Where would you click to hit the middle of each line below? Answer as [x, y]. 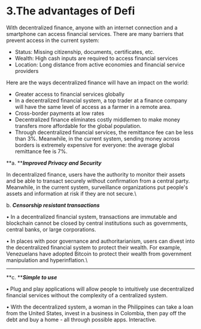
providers [27, 71]
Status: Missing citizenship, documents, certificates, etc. [84, 51]
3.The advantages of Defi [71, 11]
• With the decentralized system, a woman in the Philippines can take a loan [100, 307]
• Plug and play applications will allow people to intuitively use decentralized [100, 289]
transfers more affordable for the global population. [78, 126]
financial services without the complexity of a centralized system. [87, 295]
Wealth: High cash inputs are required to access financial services [96, 58]
